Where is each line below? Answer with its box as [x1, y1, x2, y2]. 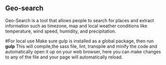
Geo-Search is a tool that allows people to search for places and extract [5, 17, 154, 23]
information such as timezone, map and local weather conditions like [5, 23, 147, 29]
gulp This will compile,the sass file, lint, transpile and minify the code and [5, 43, 157, 49]
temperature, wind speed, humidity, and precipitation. [5, 28, 117, 34]
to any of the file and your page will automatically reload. [5, 54, 123, 60]
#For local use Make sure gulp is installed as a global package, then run [5, 38, 154, 44]
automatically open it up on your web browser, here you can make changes [5, 48, 161, 54]
